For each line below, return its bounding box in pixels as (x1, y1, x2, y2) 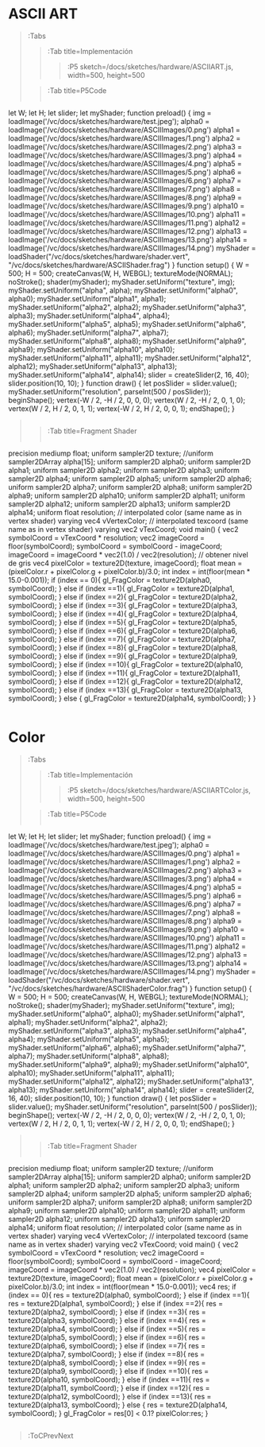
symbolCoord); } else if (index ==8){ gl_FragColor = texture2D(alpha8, (8, 642, 238, 652)
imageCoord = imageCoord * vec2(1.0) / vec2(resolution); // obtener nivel (8, 549, 248, 559)
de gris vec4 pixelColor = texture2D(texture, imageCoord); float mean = (8, 558, 243, 568)
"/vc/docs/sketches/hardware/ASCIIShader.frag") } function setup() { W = (8, 260, 250, 270)
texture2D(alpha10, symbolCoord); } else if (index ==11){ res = (8, 1375, 210, 1384)
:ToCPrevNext (27, 1430, 74, 1440)
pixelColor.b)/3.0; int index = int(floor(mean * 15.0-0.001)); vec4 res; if (8, 1282, 236, 1291)
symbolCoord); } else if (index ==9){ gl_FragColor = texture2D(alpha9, (8, 651, 238, 661)
